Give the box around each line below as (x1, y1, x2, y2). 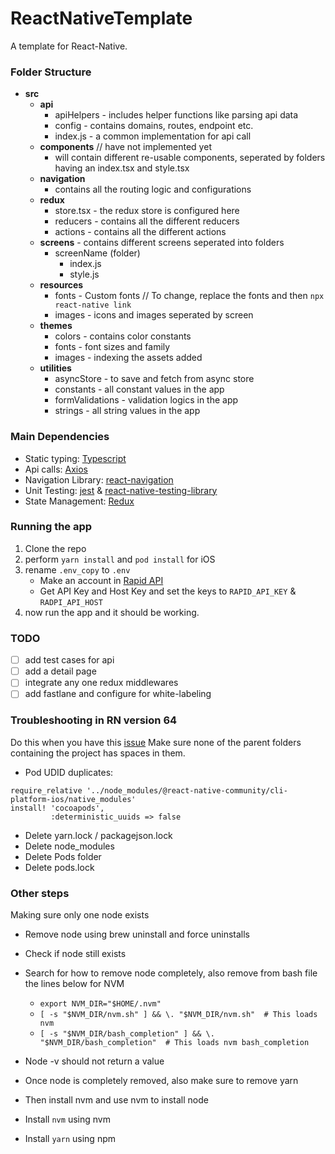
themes (39, 320, 73, 332)
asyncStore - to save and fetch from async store (54, 373, 255, 385)
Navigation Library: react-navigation (24, 473, 174, 486)
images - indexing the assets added (54, 352, 203, 364)
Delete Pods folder (24, 850, 102, 862)
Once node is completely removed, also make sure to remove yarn (24, 1074, 299, 1086)
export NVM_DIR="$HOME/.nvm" (39, 998, 162, 1009)
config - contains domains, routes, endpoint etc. (54, 120, 254, 132)
